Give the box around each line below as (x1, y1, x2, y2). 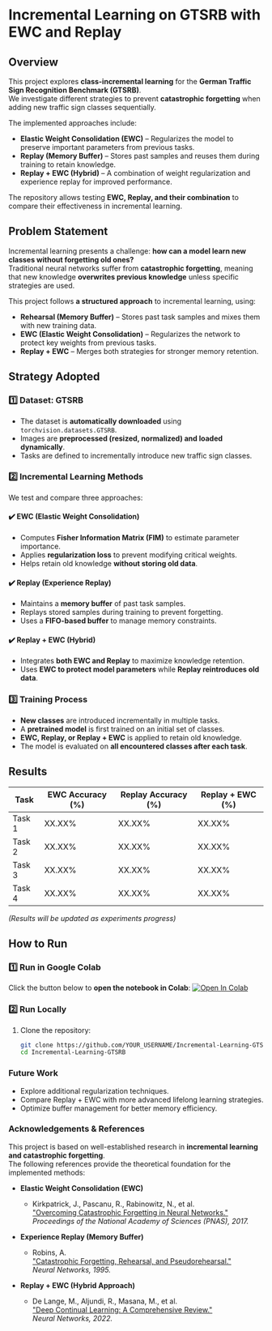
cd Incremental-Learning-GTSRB (19, 1048, 126, 1056)
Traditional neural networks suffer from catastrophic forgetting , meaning (8, 263, 253, 273)
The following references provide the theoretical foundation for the (8, 1158, 231, 1168)
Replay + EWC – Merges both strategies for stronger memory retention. (19, 346, 259, 356)
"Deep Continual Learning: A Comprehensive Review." (32, 1304, 213, 1314)
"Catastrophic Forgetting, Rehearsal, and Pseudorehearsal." (32, 1256, 232, 1265)
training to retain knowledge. (19, 160, 116, 169)
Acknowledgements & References (8, 1124, 145, 1135)
